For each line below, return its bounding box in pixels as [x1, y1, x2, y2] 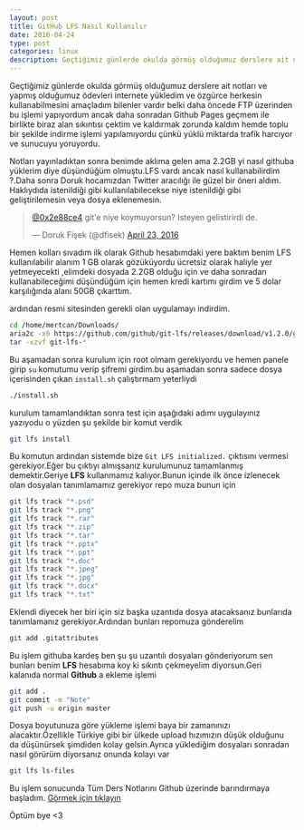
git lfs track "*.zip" [9, 522, 95, 532]
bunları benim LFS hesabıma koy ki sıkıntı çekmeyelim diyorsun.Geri [9, 659, 262, 670]
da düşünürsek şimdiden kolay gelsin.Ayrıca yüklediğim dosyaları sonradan [9, 739, 290, 750]
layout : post [9, 13, 59, 23]
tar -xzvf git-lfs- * [9, 337, 88, 347]
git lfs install [9, 435, 71, 444]
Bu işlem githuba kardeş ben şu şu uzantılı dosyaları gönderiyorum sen [9, 649, 273, 660]
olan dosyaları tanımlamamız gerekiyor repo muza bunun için [9, 480, 237, 491]
